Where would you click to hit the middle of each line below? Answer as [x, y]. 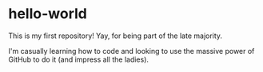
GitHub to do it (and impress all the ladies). [79, 59]
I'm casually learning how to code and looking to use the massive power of [131, 51]
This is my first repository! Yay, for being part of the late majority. [115, 36]
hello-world [48, 14]
